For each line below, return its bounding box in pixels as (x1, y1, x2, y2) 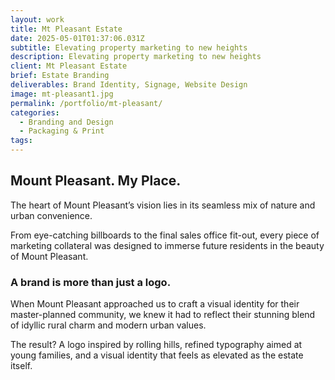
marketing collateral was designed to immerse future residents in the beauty (10, 239, 325, 251)
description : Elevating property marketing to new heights (10, 52, 262, 62)
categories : (10, 107, 60, 118)
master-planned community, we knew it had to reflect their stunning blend (10, 309, 316, 321)
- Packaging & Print (19, 126, 105, 136)
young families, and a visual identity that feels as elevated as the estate (10, 349, 304, 361)
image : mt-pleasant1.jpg (10, 89, 114, 99)
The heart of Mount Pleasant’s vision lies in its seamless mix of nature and (10, 199, 316, 211)
